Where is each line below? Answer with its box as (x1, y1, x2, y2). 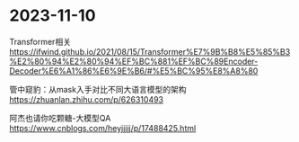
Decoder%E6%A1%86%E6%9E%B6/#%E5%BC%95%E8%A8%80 (9, 65, 259, 76)
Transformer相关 (9, 36, 72, 47)
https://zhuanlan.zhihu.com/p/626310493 (9, 93, 164, 104)
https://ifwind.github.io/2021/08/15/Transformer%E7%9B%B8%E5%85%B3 (9, 46, 291, 57)
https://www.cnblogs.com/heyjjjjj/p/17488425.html (9, 122, 197, 133)
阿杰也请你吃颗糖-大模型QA (9, 112, 111, 123)
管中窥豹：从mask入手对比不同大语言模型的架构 (9, 84, 187, 94)
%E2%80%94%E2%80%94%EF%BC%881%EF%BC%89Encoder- (9, 56, 259, 67)
